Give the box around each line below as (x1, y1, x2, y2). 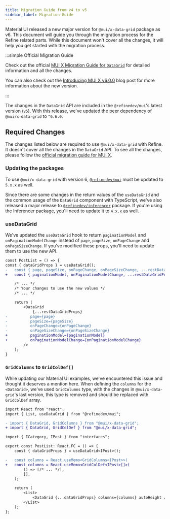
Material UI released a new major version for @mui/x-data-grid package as (5, 26, 160, 32)
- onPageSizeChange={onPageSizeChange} (5, 328, 110, 333)
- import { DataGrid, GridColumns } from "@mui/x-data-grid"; (5, 420, 139, 426)
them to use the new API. (5, 248, 58, 254)
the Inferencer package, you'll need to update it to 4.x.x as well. (5, 208, 139, 214)
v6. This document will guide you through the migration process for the (5, 31, 153, 38)
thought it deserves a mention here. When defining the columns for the (5, 380, 151, 386)
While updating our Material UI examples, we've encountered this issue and (5, 375, 163, 381)
